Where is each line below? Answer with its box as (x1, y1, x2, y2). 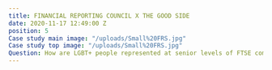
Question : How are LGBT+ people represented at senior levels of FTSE (8, 49, 252, 57)
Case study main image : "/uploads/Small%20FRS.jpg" (8, 34, 186, 43)
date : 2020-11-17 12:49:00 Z (8, 19, 107, 27)
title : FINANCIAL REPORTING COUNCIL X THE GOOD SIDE (8, 11, 190, 20)
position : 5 (8, 27, 49, 35)
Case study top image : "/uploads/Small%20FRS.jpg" (8, 42, 183, 50)
